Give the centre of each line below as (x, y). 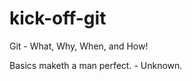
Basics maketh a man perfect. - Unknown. (96, 65)
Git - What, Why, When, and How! (79, 46)
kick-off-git (58, 18)
